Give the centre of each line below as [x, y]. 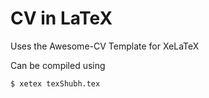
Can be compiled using [58, 65]
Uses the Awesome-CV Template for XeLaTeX [105, 46]
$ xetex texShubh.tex [55, 83]
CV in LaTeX [61, 18]
